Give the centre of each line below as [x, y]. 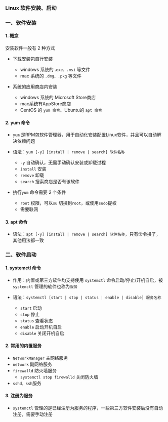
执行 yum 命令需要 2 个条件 [39, 192]
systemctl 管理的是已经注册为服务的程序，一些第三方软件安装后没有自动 [88, 408]
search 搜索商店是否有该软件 [50, 182]
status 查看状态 [36, 320]
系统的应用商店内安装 [35, 87]
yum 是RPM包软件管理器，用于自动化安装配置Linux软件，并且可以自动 [85, 135]
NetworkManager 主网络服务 [40, 358]
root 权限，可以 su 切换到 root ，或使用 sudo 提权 [68, 203]
